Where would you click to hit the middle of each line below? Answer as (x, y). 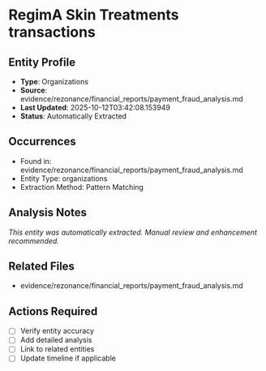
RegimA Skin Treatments (94, 15)
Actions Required (53, 311)
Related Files (42, 267)
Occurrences (42, 142)
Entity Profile (42, 62)
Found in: (36, 161)
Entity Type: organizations (64, 178)
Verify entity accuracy (57, 331)
